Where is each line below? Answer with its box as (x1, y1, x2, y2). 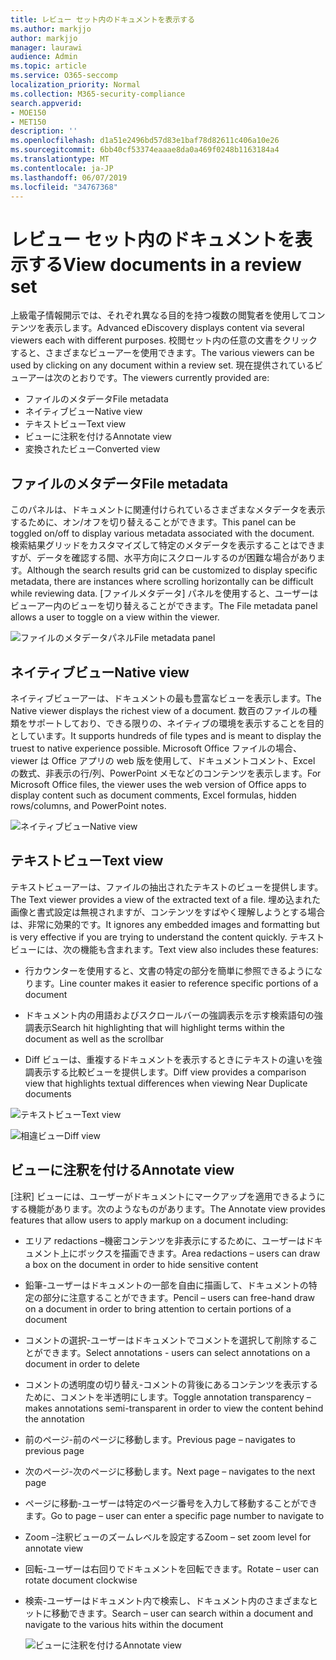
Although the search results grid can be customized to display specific (26, 564, 318, 576)
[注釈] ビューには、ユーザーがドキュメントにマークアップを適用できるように (10, 1190, 326, 1202)
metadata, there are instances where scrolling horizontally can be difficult (10, 576, 314, 588)
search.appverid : (10, 98, 83, 108)
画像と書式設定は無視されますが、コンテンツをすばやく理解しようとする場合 (10, 906, 326, 918)
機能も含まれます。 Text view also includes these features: (79, 943, 319, 955)
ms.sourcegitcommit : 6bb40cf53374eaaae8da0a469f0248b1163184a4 (10, 145, 280, 155)
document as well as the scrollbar (24, 1032, 165, 1045)
